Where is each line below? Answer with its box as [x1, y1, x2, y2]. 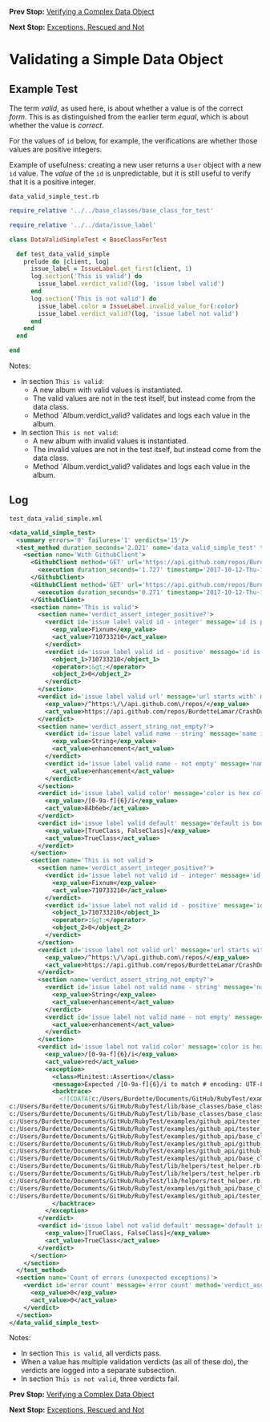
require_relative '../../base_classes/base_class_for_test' [9, 207, 215, 215]
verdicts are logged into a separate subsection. [20, 1366, 177, 1376]
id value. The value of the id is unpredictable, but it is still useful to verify [9, 168, 252, 178]
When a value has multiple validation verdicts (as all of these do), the [20, 1357, 248, 1367]
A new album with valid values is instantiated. [32, 385, 183, 394]
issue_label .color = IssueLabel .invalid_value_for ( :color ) [38, 302, 240, 310]
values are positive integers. [9, 144, 103, 154]
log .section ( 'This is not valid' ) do [30, 294, 157, 303]
